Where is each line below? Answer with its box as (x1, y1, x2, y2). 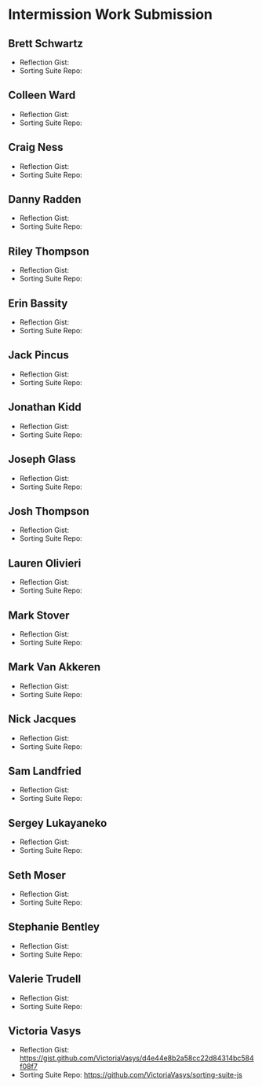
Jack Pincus (8, 348, 69, 362)
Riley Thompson (8, 244, 90, 258)
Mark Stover (8, 608, 70, 622)
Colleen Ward (8, 89, 76, 102)
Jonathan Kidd (8, 401, 82, 414)
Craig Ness (8, 141, 64, 154)
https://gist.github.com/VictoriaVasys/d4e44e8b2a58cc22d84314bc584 (19, 1053, 254, 1063)
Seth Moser (8, 868, 67, 882)
